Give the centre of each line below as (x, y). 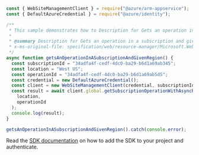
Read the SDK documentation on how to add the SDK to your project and (95, 141)
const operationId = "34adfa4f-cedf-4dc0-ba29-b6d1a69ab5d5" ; (90, 74)
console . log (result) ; (38, 113)
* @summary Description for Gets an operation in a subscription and (96, 42)
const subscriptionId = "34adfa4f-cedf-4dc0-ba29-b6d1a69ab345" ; (94, 63)
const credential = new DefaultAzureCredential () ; (75, 80)
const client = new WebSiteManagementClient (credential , (83, 86)
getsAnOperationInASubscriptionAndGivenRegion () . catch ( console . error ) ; (96, 129)
